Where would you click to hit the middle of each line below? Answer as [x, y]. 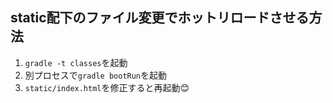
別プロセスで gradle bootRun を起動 [96, 75]
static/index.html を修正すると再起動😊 [107, 87]
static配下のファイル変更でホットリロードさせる [160, 18]
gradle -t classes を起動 [76, 62]
